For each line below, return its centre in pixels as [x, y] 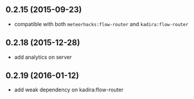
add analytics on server [43, 57]
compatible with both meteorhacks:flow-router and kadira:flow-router [101, 24]
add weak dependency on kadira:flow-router [69, 90]
